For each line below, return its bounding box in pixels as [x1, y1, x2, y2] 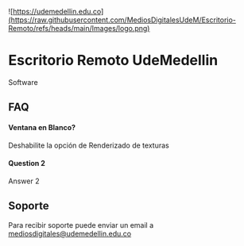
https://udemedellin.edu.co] [13, 7, 104, 16]
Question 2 [8, 159, 46, 168]
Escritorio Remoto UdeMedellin [8, 52, 219, 70]
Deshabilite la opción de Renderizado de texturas [8, 140, 169, 150]
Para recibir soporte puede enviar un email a [8, 220, 154, 229]
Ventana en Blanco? [8, 122, 76, 132]
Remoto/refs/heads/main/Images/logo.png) [8, 24, 150, 33]
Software [8, 77, 38, 86]
